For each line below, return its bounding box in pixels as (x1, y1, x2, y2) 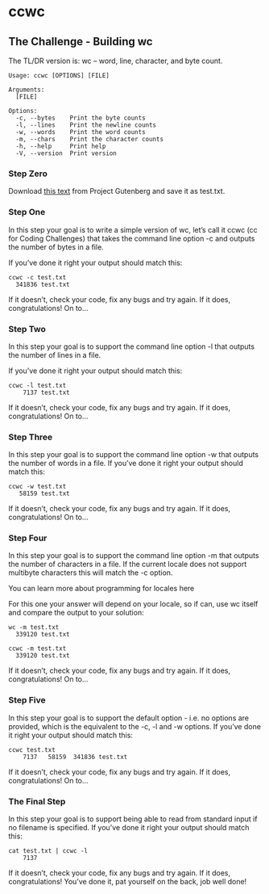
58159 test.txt (19, 489, 70, 498)
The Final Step (8, 795, 66, 807)
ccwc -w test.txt (8, 483, 67, 491)
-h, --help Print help (15, 142, 106, 150)
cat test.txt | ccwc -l (8, 847, 89, 855)
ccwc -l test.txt (8, 381, 67, 389)
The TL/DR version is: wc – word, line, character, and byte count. (8, 56, 223, 65)
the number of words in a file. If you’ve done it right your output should (8, 459, 243, 468)
